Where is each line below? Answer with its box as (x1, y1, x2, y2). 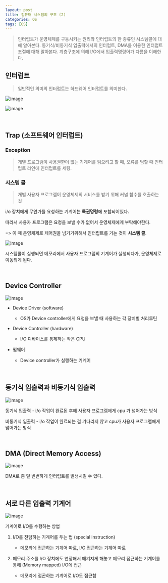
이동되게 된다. (5, 257, 33, 263)
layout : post (5, 7, 33, 13)
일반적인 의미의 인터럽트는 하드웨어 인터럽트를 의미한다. (17, 85, 127, 92)
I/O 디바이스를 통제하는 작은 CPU (20, 336, 86, 342)
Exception (5, 147, 31, 154)
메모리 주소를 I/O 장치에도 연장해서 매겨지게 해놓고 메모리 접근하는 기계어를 (12, 556, 160, 562)
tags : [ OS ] (5, 21, 28, 27)
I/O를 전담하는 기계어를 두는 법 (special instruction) (12, 534, 116, 540)
